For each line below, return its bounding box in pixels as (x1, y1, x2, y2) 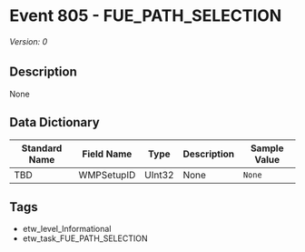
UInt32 (144, 168, 174, 181)
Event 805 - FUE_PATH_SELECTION (9, 5, 282, 26)
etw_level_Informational (22, 224, 112, 235)
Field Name (82, 147, 133, 160)
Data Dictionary (9, 115, 100, 130)
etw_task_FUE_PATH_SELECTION (22, 233, 148, 244)
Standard (21, 142, 63, 155)
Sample (250, 142, 284, 155)
